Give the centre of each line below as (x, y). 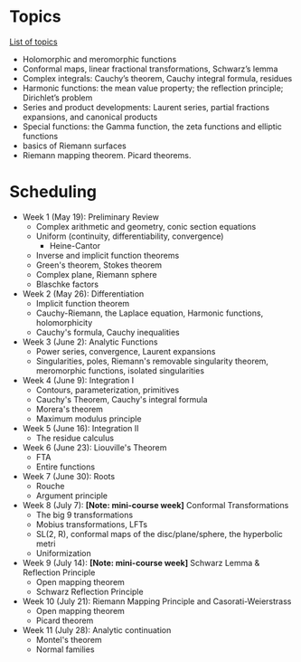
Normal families (65, 649)
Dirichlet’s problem (57, 98)
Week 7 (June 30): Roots (69, 476)
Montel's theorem (69, 639)
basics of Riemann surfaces (74, 146)
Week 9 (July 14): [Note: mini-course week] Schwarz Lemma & (141, 563)
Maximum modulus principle (89, 419)
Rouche (50, 486)
